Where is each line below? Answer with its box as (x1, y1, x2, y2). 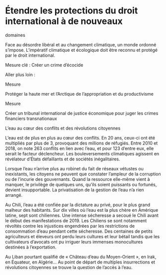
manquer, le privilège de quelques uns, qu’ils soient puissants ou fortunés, (5, 181, 157, 187)
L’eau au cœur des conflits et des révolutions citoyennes (5, 125, 120, 131)
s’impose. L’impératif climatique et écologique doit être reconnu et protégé (5, 47, 158, 53)
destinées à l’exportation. (5, 244, 57, 250)
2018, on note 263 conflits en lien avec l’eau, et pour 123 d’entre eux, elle (5, 145, 154, 151)
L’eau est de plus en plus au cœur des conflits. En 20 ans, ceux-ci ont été (5, 135, 155, 140)
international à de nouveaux (5, 15, 123, 27)
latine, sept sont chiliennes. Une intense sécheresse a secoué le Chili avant (5, 212, 159, 218)
